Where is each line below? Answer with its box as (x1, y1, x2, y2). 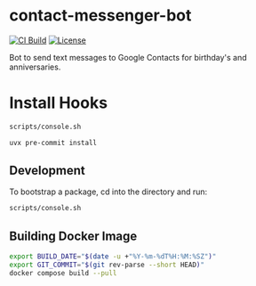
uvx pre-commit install (9, 138, 98, 147)
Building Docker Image (9, 228, 138, 243)
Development (9, 163, 86, 178)
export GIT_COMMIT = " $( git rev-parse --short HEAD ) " (9, 260, 204, 269)
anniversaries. (9, 61, 61, 72)
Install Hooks (9, 93, 108, 113)
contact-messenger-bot (9, 5, 192, 26)
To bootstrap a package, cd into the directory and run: (9, 186, 208, 197)
